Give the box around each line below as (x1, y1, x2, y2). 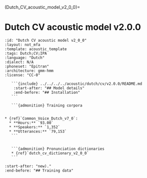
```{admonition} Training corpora (11, 103, 83, 108)
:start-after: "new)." (4, 164, 51, 169)
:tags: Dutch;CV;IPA (4, 51, 48, 56)
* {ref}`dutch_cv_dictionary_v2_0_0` (11, 151, 90, 156)
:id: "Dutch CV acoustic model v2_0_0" (4, 38, 87, 43)
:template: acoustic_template (4, 47, 67, 52)
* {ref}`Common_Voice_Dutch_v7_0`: (4, 116, 78, 121)
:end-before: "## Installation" (13, 90, 80, 95)
